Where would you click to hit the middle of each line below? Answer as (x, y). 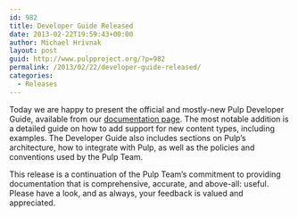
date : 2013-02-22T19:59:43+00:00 (71, 34)
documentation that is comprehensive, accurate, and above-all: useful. (139, 183)
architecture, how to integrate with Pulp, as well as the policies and (132, 147)
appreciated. (33, 203)
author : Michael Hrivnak (55, 42)
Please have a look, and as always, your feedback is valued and (126, 193)
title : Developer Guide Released (71, 26)
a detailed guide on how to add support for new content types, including (142, 128)
